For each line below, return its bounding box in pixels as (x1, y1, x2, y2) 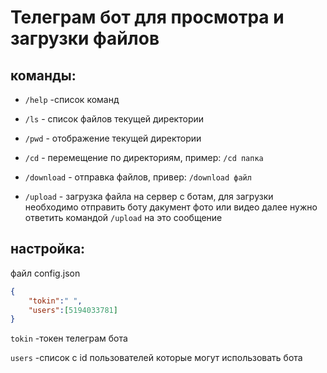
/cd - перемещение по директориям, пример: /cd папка (24, 152, 264, 163)
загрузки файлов (10, 27, 160, 50)
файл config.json (10, 267, 81, 279)
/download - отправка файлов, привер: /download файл (24, 171, 252, 183)
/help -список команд (24, 94, 120, 105)
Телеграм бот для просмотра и (10, 6, 285, 29)
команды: (10, 67, 77, 84)
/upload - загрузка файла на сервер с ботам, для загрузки (24, 191, 274, 202)
